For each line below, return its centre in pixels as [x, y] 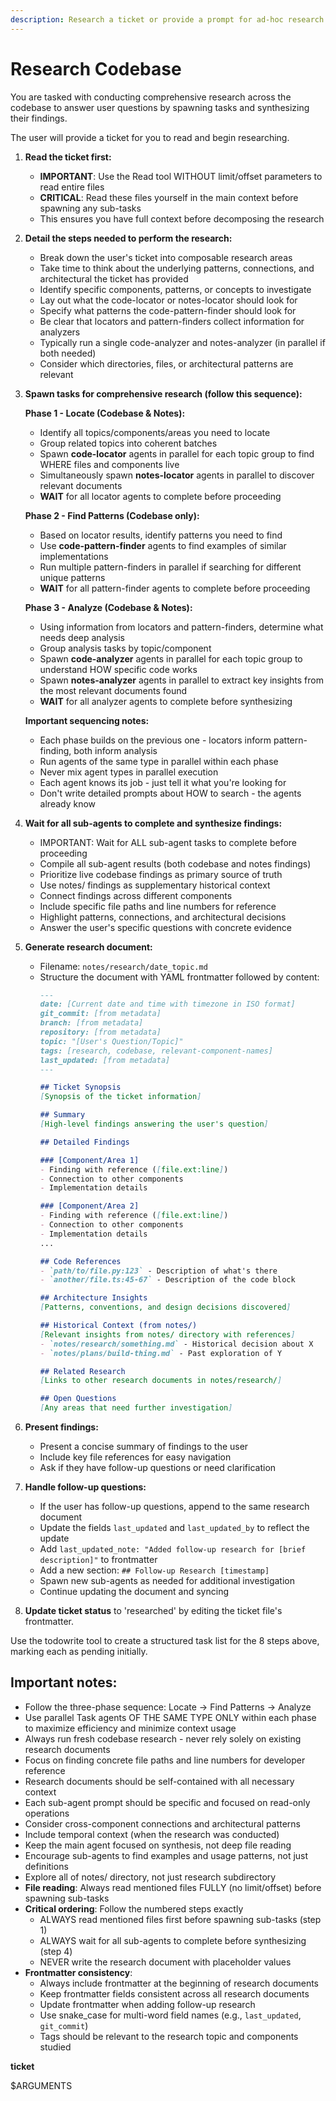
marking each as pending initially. [79, 1652]
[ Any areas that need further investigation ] [136, 1408]
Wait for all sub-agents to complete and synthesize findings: [153, 823]
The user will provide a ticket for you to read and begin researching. [150, 137]
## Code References [80, 1261]
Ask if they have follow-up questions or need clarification [158, 1468]
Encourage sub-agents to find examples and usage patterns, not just [166, 1855]
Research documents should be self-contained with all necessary [159, 1781]
